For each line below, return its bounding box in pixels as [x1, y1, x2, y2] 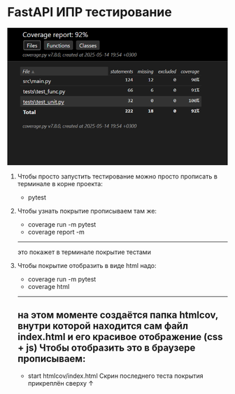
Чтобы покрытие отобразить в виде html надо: [17, 262, 157, 270]
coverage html [27, 283, 70, 291]
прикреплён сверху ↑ [27, 379, 94, 387]
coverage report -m [27, 228, 85, 237]
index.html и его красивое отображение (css [17, 331, 223, 343]
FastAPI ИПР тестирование [7, 4, 173, 20]
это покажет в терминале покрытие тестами [17, 248, 152, 256]
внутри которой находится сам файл [17, 320, 189, 332]
